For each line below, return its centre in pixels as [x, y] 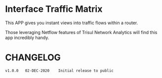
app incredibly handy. [27, 38]
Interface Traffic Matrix [54, 9]
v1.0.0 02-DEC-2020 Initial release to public [59, 71]
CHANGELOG [33, 58]
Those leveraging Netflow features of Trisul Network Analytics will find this [81, 32]
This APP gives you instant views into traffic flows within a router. [72, 23]
